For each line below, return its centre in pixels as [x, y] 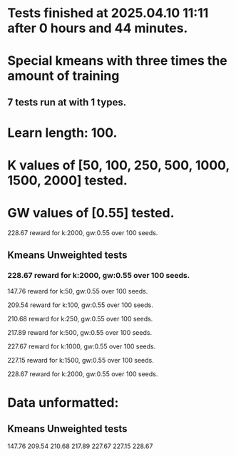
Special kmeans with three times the [118, 61]
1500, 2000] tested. [68, 181]
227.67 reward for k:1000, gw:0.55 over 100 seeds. [82, 346]
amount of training [63, 76]
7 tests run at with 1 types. [67, 102]
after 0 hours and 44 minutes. [98, 28]
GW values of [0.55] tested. [91, 213]
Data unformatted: [63, 402]
